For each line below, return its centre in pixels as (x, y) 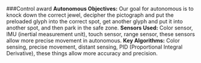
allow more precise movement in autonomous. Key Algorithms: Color (93, 40)
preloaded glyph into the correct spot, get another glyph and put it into (95, 21)
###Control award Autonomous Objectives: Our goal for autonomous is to (100, 9)
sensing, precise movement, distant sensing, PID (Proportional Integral (94, 47)
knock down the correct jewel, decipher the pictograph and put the (90, 15)
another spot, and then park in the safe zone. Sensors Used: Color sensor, (100, 28)
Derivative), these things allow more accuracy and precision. (82, 53)
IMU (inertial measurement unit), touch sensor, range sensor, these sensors (101, 34)
